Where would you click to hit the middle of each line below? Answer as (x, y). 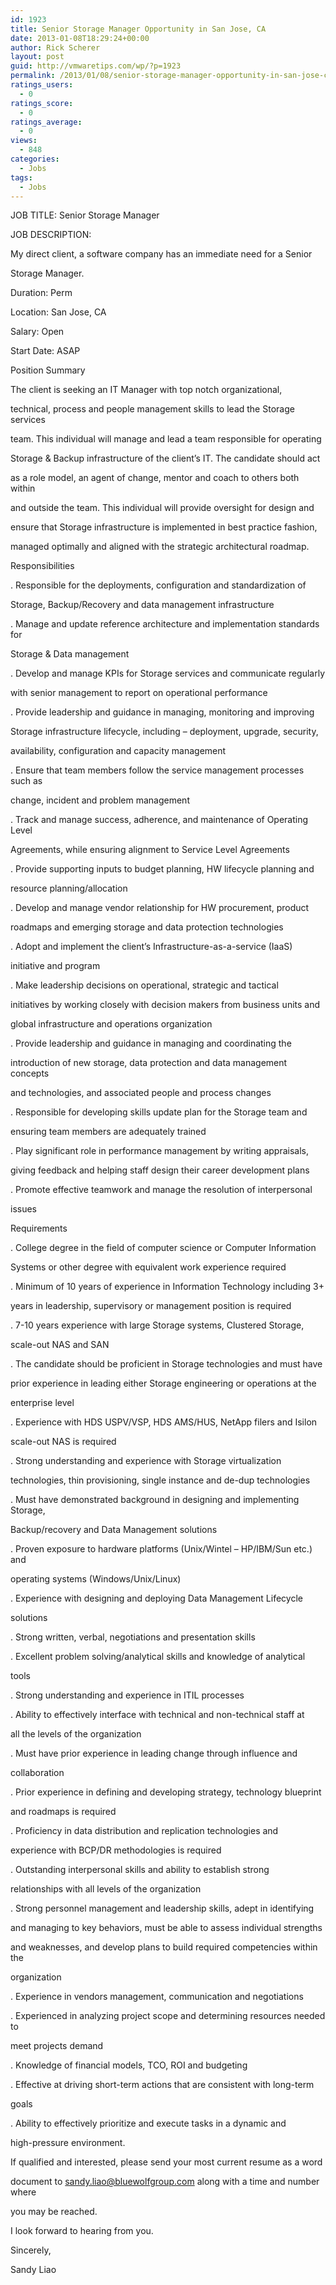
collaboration (37, 1773)
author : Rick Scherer (55, 47)
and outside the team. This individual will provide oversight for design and (162, 508)
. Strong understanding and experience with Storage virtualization (146, 1461)
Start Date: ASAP (45, 351)
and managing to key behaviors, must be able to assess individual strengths (166, 1928)
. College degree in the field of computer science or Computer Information (163, 1248)
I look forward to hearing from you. (82, 2231)
